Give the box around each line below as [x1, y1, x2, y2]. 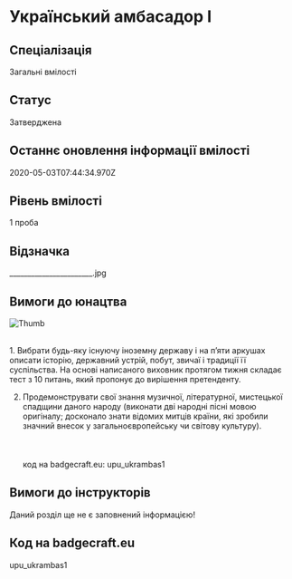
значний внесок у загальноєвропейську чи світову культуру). [22, 420, 262, 431]
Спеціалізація [9, 43, 92, 58]
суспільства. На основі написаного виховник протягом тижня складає [9, 364, 282, 375]
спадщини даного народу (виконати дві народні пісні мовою [22, 401, 257, 412]
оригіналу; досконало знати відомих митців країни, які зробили [22, 410, 268, 422]
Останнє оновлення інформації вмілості [9, 143, 250, 159]
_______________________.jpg [9, 267, 107, 278]
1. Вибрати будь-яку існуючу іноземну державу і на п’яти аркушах [9, 345, 266, 356]
